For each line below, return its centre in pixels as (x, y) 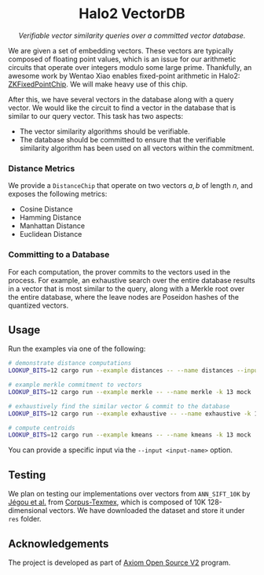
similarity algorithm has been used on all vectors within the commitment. (137, 148)
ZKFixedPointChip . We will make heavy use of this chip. (98, 84)
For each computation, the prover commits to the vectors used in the (119, 271)
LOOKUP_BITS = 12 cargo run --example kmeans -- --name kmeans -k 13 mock (130, 435)
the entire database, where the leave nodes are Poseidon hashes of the (124, 297)
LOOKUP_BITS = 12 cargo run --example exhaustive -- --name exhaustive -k (130, 414)
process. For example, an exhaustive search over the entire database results (132, 280)
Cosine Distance (46, 209)
